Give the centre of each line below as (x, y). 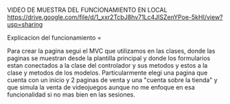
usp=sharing (25, 24)
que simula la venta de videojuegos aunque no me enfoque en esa (101, 87)
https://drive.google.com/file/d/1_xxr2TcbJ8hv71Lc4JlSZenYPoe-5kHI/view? (115, 17)
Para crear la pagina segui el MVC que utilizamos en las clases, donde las (111, 51)
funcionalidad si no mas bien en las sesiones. (71, 94)
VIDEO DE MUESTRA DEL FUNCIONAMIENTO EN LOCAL (87, 10)
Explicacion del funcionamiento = (54, 38)
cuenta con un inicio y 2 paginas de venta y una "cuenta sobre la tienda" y (112, 80)
